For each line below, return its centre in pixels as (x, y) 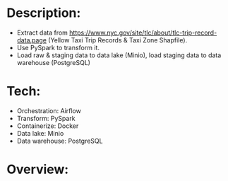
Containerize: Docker (48, 126)
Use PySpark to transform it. (58, 47)
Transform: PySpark (46, 118)
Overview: (38, 169)
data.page (32, 40)
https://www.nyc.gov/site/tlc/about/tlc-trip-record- (143, 33)
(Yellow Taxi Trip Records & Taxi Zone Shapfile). (118, 40)
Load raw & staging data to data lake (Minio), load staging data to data (119, 55)
